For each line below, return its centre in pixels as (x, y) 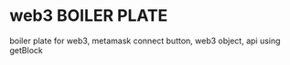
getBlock (26, 50)
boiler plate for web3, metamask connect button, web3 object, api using (145, 41)
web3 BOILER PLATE (89, 16)
